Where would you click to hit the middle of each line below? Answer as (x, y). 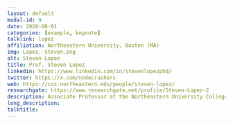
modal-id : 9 (24, 20)
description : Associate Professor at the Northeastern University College (118, 97)
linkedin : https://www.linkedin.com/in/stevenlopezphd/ (89, 71)
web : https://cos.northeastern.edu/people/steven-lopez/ (91, 84)
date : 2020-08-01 (32, 26)
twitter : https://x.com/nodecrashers (62, 77)
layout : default (31, 13)
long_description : (34, 103)
